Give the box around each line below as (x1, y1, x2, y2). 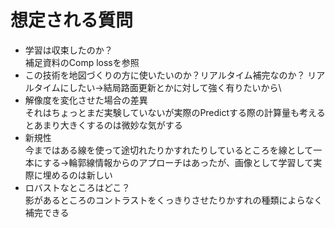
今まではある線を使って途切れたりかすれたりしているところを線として (24, 144, 314, 156)
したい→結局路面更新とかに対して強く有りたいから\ (68, 81, 282, 93)
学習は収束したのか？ (24, 44, 113, 56)
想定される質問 (10, 9, 134, 32)
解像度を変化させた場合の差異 (24, 94, 148, 106)
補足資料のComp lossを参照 (24, 56, 140, 68)
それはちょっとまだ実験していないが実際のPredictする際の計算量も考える (24, 106, 326, 118)
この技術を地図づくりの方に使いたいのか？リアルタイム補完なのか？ (24, 69, 306, 81)
